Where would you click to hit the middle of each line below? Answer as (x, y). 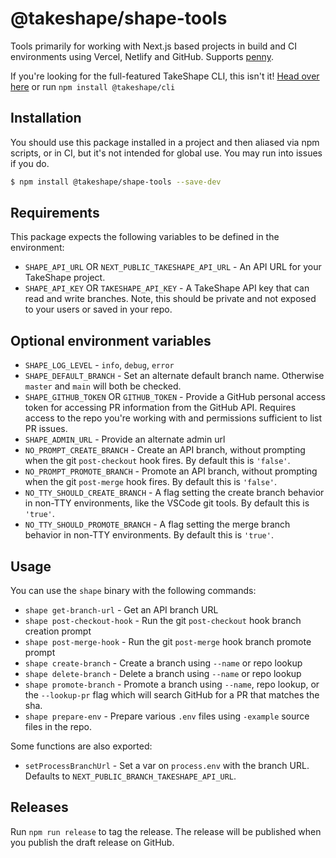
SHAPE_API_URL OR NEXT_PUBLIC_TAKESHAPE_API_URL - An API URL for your (173, 267)
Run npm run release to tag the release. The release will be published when (166, 831)
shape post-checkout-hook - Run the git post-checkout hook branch (163, 621)
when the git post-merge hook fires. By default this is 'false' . (151, 482)
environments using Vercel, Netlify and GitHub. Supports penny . (142, 56)
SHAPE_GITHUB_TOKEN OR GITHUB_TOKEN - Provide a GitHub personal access (175, 397)
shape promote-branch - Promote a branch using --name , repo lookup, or (172, 684)
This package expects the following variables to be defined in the (145, 237)
